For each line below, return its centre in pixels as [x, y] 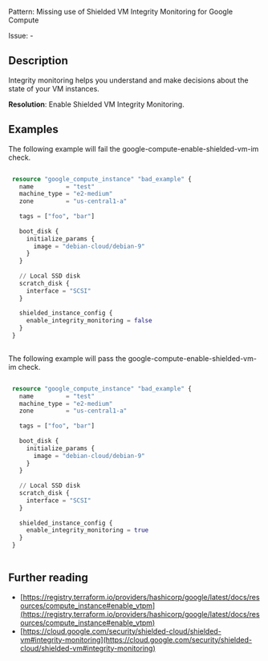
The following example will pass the [67, 358]
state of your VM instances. [54, 88]
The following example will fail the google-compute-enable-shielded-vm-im [134, 148]
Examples [33, 130]
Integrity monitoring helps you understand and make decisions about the [128, 80]
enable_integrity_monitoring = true [87, 530]
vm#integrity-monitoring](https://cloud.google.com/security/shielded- [136, 639]
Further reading [48, 578]
